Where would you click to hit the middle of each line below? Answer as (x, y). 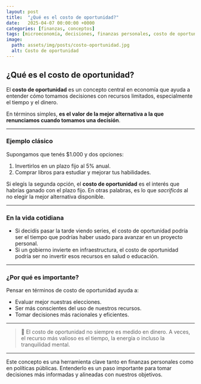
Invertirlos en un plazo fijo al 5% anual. (63, 166)
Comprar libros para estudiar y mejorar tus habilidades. (83, 172)
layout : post (22, 12)
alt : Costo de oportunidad (45, 51)
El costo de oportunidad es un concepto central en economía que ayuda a (98, 89)
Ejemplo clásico (30, 141)
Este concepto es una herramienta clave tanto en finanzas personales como (100, 362)
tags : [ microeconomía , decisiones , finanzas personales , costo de (91, 34)
